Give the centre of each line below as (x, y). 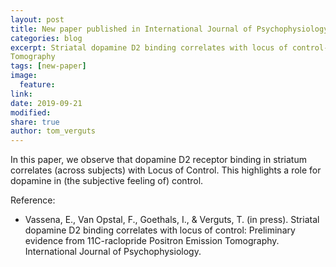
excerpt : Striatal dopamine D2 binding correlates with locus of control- (169, 47)
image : (24, 76)
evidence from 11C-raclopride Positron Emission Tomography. (152, 241)
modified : (31, 112)
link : (21, 94)
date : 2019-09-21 (46, 103)
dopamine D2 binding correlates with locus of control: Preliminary (160, 230)
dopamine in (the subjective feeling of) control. (107, 181)
